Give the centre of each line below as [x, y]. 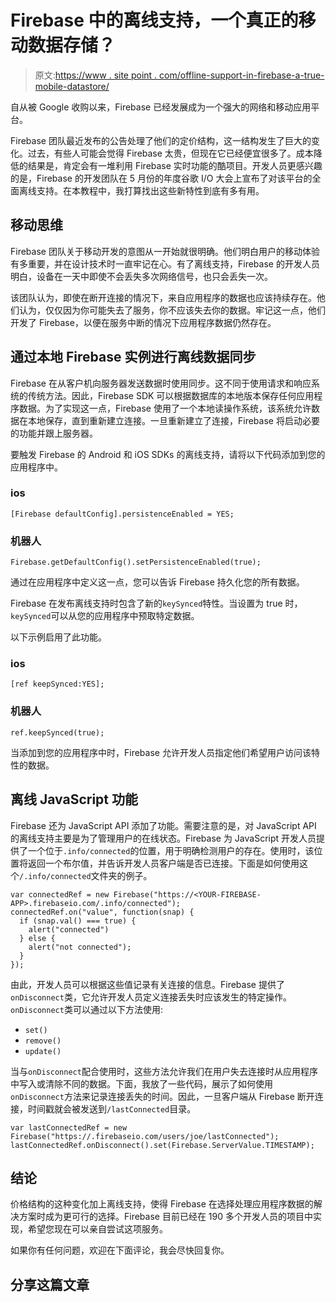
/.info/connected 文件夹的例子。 [86, 875]
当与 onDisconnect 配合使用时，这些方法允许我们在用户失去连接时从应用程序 [164, 1071]
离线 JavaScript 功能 [74, 799]
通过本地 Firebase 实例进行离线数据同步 [133, 357]
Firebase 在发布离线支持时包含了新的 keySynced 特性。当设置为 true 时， [156, 603]
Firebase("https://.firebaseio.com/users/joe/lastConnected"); [145, 1136]
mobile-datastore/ [72, 86]
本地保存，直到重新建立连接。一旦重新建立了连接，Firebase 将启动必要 [173, 420]
